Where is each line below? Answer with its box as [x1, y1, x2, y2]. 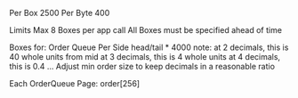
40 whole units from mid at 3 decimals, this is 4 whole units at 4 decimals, [9, 52, 281, 61]
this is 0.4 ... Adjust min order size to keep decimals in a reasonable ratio [9, 61, 276, 71]
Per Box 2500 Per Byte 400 [9, 8, 110, 18]
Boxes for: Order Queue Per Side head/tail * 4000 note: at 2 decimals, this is [9, 42, 289, 53]
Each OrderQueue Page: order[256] [9, 78, 141, 88]
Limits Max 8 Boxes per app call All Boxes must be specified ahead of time [9, 25, 283, 35]
